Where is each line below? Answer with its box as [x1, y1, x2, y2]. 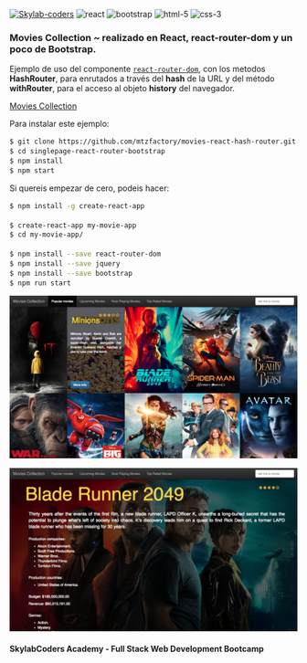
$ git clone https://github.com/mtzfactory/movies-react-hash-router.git [9, 137, 297, 146]
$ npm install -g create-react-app [9, 201, 145, 210]
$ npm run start [9, 279, 71, 288]
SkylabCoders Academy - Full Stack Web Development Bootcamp [9, 644, 265, 655]
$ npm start [9, 165, 55, 175]
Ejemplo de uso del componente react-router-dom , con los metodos [9, 64, 266, 75]
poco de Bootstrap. [9, 42, 97, 55]
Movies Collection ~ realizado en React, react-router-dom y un [9, 31, 293, 44]
